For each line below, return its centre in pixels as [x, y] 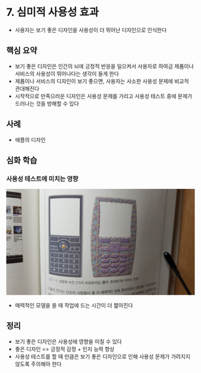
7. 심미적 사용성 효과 [53, 12]
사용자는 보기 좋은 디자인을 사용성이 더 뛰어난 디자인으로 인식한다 [91, 30]
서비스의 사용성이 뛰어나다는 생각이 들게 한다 [67, 74]
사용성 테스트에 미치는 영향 [42, 179]
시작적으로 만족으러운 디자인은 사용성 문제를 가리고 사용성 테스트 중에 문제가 [103, 96]
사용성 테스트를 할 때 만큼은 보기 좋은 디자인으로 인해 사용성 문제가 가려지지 [103, 356]
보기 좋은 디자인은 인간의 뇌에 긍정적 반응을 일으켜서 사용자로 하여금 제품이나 [104, 66]
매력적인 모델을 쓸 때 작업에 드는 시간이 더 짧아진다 [74, 305]
